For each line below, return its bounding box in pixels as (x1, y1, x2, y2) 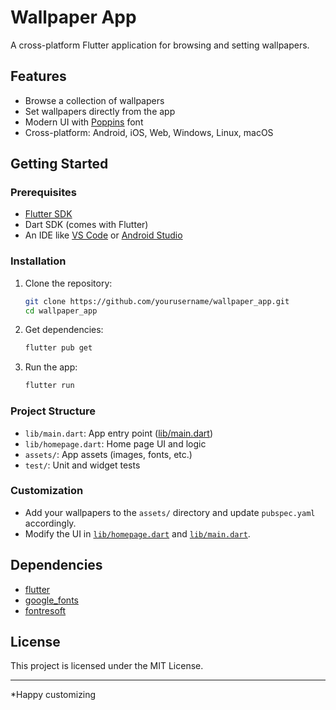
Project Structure (10, 404, 96, 418)
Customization (10, 484, 84, 498)
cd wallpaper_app (24, 306, 98, 316)
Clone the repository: (24, 277, 113, 289)
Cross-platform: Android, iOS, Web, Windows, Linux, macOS (24, 126, 274, 138)
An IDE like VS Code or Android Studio (24, 229, 183, 241)
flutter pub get (24, 343, 93, 353)
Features (10, 68, 67, 85)
